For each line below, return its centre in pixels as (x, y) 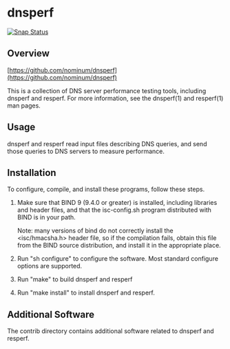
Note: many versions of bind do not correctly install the (95, 231)
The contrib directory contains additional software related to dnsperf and (111, 331)
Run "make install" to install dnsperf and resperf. (86, 293)
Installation (32, 173)
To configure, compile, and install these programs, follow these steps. (106, 189)
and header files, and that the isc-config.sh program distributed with (114, 210)
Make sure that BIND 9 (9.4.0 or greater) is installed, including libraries (117, 203)
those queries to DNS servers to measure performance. (86, 151)
